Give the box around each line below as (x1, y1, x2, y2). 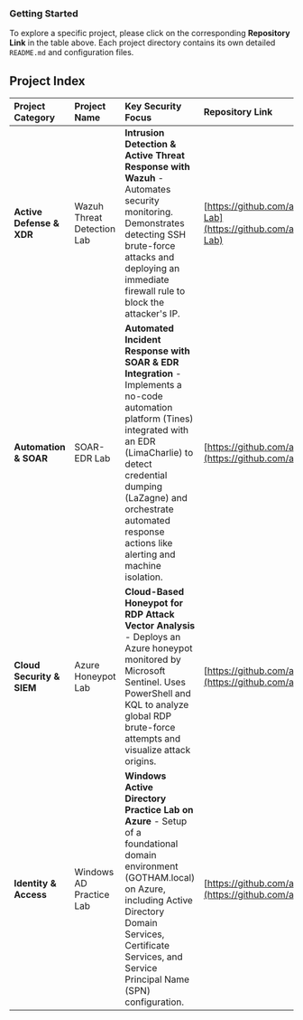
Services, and (124, 950, 183, 963)
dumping (124, 480, 163, 493)
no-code (124, 390, 164, 402)
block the (124, 297, 165, 309)
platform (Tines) (124, 412, 194, 425)
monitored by (124, 654, 182, 666)
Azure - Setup (124, 815, 188, 827)
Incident (124, 334, 161, 346)
